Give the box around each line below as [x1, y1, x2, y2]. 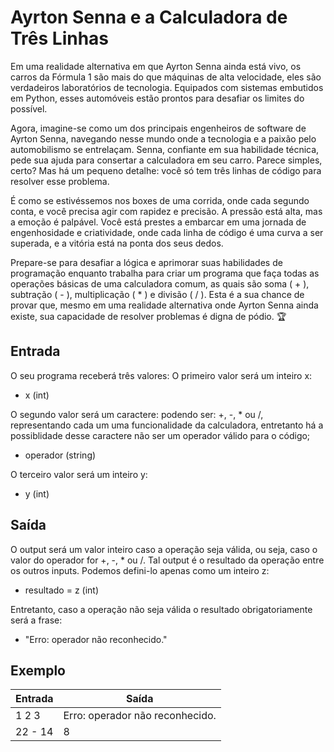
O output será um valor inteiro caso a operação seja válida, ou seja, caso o [10, 543, 318, 555]
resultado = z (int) [24, 584, 99, 596]
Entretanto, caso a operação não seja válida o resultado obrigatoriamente [10, 603, 313, 615]
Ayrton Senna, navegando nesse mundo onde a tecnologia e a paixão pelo [10, 132, 317, 145]
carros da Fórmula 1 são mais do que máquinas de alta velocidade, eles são [10, 71, 322, 83]
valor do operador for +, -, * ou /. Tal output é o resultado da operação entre [10, 554, 325, 566]
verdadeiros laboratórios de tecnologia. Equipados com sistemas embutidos [10, 81, 324, 93]
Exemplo [10, 662, 66, 679]
